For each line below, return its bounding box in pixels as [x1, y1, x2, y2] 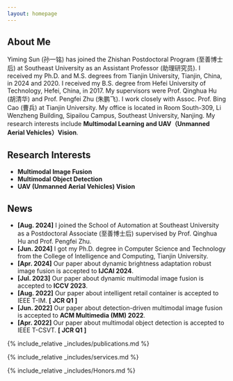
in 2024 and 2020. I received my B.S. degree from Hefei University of [7, 79, 207, 88]
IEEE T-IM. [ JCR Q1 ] [17, 297, 78, 305]
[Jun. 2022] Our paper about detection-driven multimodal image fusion [17, 304, 223, 312]
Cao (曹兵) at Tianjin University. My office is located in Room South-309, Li [7, 104, 221, 112]
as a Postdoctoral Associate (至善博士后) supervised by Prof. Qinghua [17, 229, 218, 238]
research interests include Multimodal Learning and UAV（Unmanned [7, 120, 210, 128]
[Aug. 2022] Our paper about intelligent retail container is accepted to [17, 289, 219, 297]
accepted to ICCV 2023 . [17, 281, 88, 290]
